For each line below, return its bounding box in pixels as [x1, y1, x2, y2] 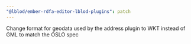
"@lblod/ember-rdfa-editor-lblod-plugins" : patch [6, 8, 131, 15]
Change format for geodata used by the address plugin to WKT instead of [6, 25, 186, 32]
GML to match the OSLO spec [6, 31, 79, 38]
